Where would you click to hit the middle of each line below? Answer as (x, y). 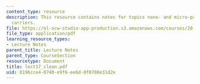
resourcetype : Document (36, 61)
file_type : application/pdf (41, 34)
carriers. (24, 22)
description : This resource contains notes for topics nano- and (89, 17)
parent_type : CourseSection (41, 56)
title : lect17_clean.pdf (37, 67)
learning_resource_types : (38, 39)
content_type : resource (36, 12)
